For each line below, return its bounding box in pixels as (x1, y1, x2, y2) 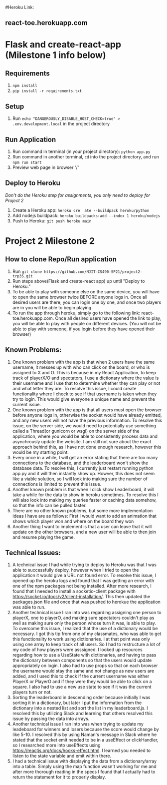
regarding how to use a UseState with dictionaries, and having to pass (12, 652, 157, 658)
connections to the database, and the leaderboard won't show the (12, 460, 149, 466)
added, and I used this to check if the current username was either (12, 673, 150, 679)
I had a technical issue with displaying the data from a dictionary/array (12, 758, 157, 764)
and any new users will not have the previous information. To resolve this (12, 417, 163, 423)
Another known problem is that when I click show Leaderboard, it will (12, 486, 155, 492)
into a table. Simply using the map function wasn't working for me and (12, 764, 157, 770)
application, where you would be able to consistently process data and (12, 433, 158, 439)
